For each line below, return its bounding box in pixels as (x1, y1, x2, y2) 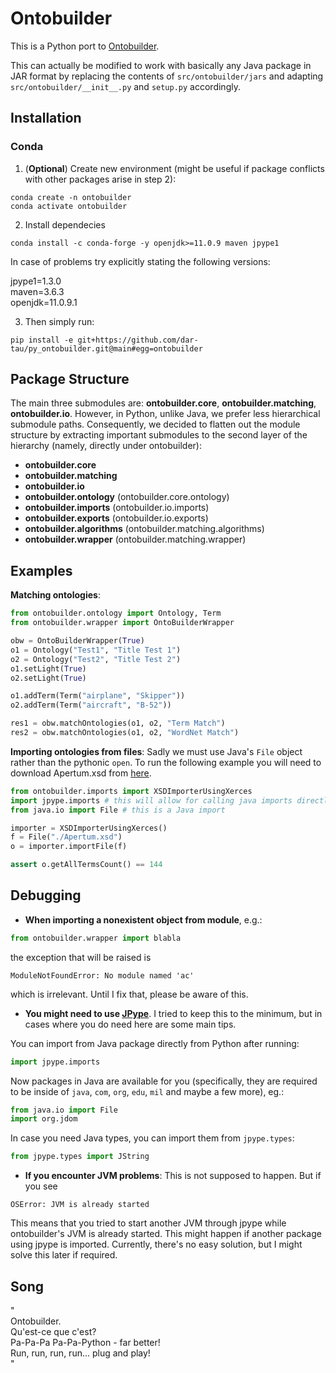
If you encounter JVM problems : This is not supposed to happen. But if (24, 1170, 322, 1182)
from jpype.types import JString (10, 1152, 150, 1162)
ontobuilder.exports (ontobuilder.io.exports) (24, 512, 209, 524)
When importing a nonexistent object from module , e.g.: (24, 913, 263, 926)
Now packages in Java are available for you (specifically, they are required (10, 1075, 318, 1087)
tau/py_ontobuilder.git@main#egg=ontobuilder (10, 343, 203, 354)
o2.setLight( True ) (10, 673, 87, 683)
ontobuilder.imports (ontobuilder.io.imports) (24, 502, 210, 514)
